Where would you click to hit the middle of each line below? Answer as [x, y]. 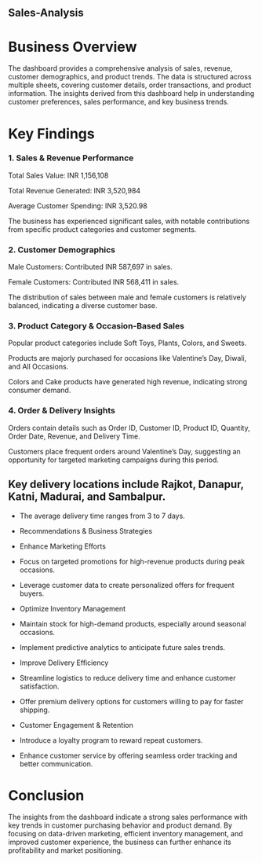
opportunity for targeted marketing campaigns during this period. [114, 460]
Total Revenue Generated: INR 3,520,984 [75, 190]
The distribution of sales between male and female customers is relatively [127, 297]
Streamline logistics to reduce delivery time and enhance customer [128, 678]
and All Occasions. [38, 367]
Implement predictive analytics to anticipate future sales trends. [122, 647]
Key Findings [52, 134]
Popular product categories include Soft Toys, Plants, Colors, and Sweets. [127, 343]
